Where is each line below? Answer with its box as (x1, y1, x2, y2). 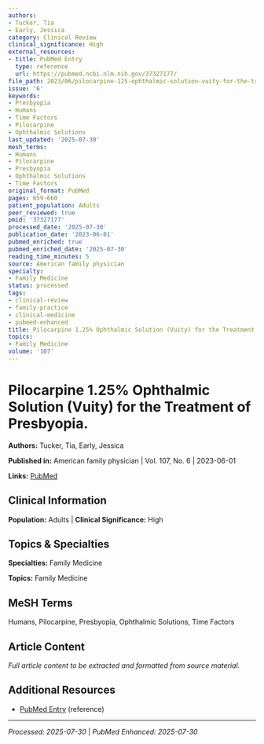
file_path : (8, 77, 44, 85)
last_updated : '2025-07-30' (8, 135, 101, 144)
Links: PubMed (8, 471, 58, 480)
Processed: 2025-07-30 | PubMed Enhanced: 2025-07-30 (8, 727, 198, 736)
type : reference (15, 63, 68, 71)
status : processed (8, 282, 68, 290)
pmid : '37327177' (8, 216, 65, 224)
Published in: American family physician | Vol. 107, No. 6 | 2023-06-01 (8, 456, 236, 465)
